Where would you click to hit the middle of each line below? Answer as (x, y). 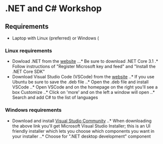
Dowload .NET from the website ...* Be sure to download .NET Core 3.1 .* (85, 61)
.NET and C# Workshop (54, 9)
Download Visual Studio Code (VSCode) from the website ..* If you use (83, 77)
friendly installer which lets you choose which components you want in (83, 131)
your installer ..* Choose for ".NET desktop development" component (81, 136)
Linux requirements (29, 51)
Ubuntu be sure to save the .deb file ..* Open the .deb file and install (80, 82)
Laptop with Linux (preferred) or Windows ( (55, 38)
